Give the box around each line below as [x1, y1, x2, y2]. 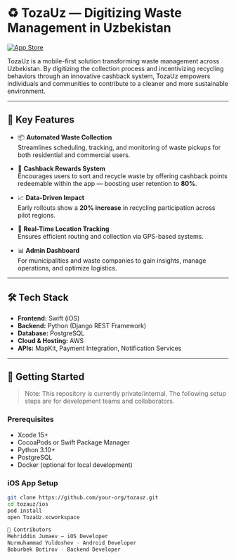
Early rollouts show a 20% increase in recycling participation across [17, 203, 216, 212]
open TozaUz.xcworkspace [7, 514, 80, 521]
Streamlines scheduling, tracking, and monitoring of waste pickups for [17, 143, 221, 151]
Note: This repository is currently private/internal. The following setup [24, 390, 227, 398]
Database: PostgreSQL [17, 329, 85, 337]
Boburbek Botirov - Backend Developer [7, 546, 121, 554]
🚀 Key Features [7, 114, 75, 126]
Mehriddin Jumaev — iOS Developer [7, 533, 109, 540]
